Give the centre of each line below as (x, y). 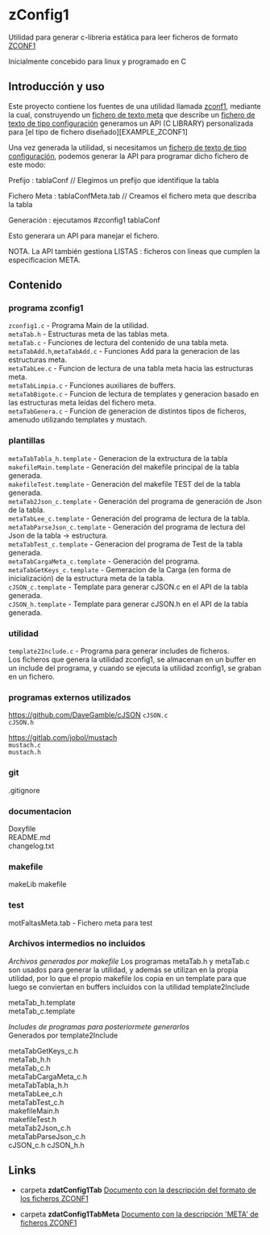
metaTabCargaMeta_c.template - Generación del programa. (104, 561)
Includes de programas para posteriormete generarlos (99, 1026)
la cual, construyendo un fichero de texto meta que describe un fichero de (132, 114)
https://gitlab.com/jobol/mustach (63, 738)
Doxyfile (22, 829)
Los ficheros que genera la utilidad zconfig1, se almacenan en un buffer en (132, 659)
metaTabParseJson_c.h (47, 1136)
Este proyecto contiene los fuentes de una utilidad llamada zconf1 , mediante (135, 106)
